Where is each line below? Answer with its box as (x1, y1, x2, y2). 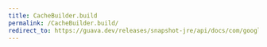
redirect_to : (8, 26, 52, 34)
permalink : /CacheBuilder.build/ (8, 19, 119, 27)
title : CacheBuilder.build (8, 11, 98, 20)
